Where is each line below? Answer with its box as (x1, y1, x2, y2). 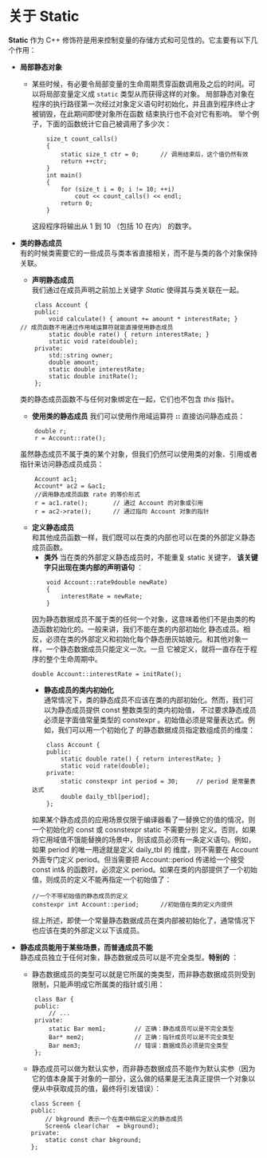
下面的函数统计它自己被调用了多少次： (45, 119, 172, 128)
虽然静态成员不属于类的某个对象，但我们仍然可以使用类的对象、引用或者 (19, 449, 257, 459)
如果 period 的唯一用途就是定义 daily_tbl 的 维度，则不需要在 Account (31, 844, 259, 854)
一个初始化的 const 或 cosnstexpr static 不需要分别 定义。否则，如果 (31, 824, 257, 834)
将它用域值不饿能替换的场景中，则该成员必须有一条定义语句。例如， (31, 835, 256, 844)
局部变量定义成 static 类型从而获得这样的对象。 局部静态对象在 (45, 89, 255, 98)
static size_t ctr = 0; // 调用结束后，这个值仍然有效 (60, 150, 249, 158)
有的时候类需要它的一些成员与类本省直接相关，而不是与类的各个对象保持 (19, 248, 257, 258)
